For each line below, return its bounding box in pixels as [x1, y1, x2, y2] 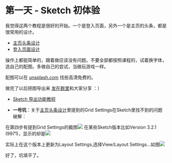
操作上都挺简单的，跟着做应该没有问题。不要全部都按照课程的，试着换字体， [5, 57, 167, 63]
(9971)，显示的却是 [5, 130, 46, 136]
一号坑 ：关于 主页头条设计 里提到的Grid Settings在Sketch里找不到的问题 [12, 107, 163, 113]
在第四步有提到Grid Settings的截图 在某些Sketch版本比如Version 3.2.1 [5, 124, 157, 130]
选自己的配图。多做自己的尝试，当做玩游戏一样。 [5, 63, 109, 69]
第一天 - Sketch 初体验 [5, 5, 100, 16]
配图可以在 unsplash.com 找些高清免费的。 [5, 74, 96, 80]
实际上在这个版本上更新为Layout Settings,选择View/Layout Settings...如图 [5, 141, 160, 147]
